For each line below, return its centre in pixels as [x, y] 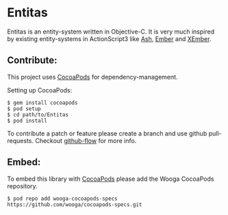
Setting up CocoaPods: [40, 90]
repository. [22, 186]
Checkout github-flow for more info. [86, 140]
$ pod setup [24, 109]
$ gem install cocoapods [42, 103]
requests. [21, 140]
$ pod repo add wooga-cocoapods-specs [62, 199]
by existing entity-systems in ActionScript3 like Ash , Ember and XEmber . [109, 38]
